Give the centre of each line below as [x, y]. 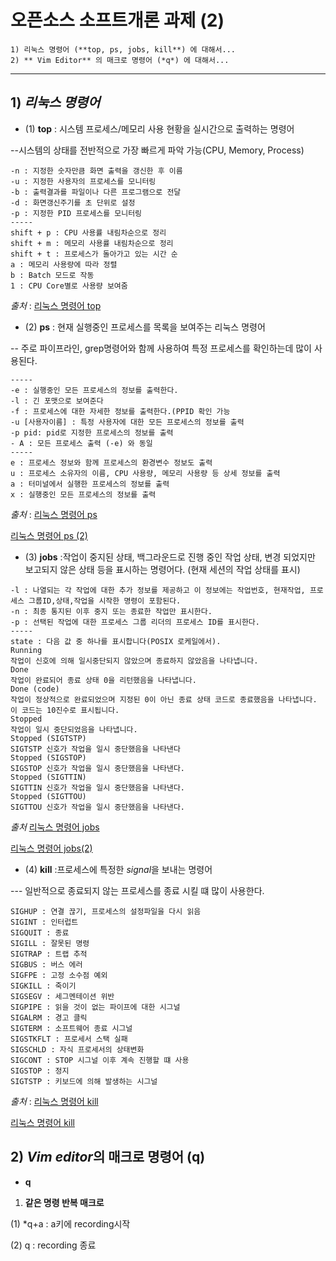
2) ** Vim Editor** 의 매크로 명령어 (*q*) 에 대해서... [120, 60]
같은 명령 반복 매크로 [64, 1202]
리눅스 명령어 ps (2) [49, 535]
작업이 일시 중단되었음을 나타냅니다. [74, 729]
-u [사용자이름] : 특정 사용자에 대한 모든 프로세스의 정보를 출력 [127, 422]
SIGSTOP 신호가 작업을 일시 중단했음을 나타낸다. [98, 768]
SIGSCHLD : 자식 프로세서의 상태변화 [77, 1049]
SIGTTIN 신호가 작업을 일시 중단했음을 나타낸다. [98, 787]
